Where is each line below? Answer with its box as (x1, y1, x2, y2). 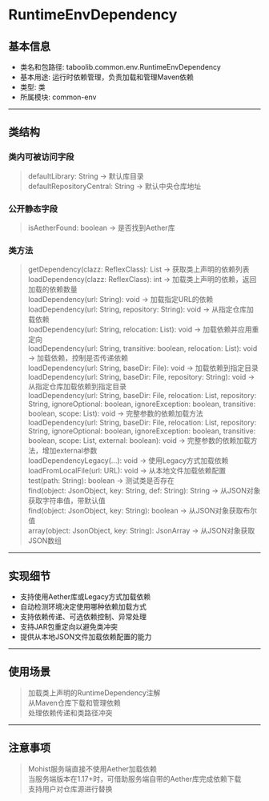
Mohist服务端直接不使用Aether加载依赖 (27, 763, 158, 774)
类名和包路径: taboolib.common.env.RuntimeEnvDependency (19, 62, 222, 71)
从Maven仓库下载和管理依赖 (27, 698, 122, 707)
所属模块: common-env (19, 92, 97, 102)
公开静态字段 (8, 203, 58, 214)
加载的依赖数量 (27, 284, 78, 294)
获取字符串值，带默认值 (27, 496, 106, 505)
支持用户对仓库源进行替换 (27, 783, 113, 794)
